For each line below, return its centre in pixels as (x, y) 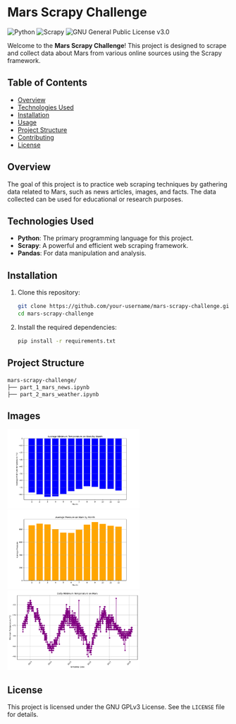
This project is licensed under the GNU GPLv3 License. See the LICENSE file (116, 707)
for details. (23, 715)
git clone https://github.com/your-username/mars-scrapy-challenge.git (125, 307)
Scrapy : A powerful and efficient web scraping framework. (103, 246)
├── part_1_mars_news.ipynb (49, 387)
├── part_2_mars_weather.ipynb (53, 394)
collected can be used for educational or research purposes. (95, 199)
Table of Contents (48, 83)
